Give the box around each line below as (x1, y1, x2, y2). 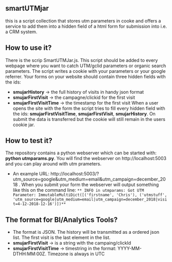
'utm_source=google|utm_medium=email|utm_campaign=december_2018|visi (12, 197, 167, 202)
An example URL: (12, 171, 50, 177)
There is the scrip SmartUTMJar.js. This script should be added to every (5, 57, 158, 63)
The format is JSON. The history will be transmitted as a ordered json (12, 229, 160, 235)
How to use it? (5, 44, 52, 52)
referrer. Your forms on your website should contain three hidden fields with (5, 73, 166, 79)
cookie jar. (12, 122, 35, 128)
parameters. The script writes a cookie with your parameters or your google (5, 68, 166, 74)
